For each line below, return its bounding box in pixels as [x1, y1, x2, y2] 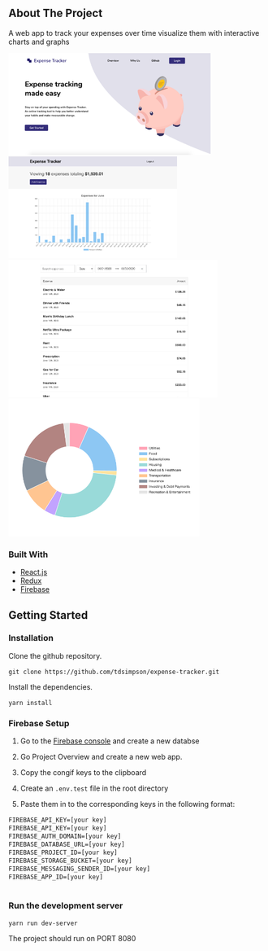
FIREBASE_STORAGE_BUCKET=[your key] [8, 857, 132, 866]
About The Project [8, 7, 103, 20]
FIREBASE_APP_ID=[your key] [8, 873, 104, 882]
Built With [8, 549, 49, 560]
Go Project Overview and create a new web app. [19, 752, 183, 762]
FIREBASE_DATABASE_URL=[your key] [8, 840, 126, 849]
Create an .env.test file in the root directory [19, 783, 169, 793]
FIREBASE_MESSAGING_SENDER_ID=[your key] [8, 865, 151, 874]
